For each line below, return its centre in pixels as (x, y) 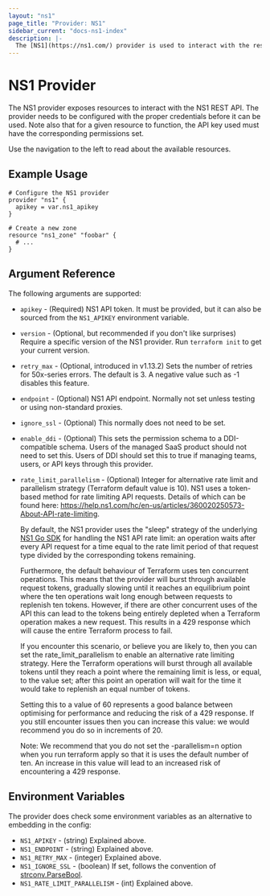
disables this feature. (55, 382)
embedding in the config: (50, 824)
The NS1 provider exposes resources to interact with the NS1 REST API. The (134, 108)
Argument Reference (62, 274)
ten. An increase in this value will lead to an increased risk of (120, 762)
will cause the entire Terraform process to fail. (96, 630)
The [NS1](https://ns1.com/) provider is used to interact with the (133, 46)
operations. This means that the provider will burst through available (133, 579)
